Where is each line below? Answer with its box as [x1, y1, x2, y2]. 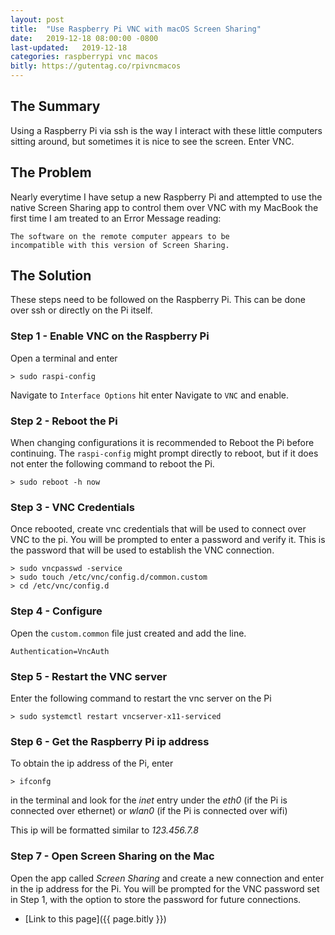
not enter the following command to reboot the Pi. [10, 458, 215, 470]
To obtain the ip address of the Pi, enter [10, 757, 174, 770]
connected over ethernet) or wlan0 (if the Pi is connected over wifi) [10, 805, 288, 817]
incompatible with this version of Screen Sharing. [10, 240, 230, 250]
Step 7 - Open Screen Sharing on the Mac [10, 849, 215, 863]
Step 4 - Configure [10, 604, 103, 618]
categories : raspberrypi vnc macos [10, 52, 159, 62]
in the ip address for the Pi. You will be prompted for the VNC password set [10, 882, 320, 895]
